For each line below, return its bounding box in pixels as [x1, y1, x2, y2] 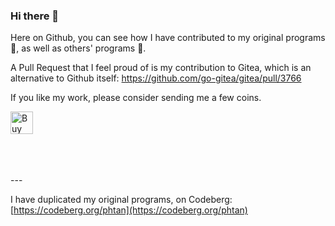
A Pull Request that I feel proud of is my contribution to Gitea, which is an [10, 62, 312, 74]
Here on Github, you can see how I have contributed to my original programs [10, 32, 326, 44]
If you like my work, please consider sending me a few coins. [10, 92, 262, 104]
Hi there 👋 [10, 9, 60, 23]
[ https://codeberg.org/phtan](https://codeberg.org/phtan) [10, 204, 248, 216]
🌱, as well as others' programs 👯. [10, 42, 147, 54]
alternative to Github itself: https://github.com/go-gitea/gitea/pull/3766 [10, 72, 302, 84]
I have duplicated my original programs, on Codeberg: [10, 194, 233, 206]
